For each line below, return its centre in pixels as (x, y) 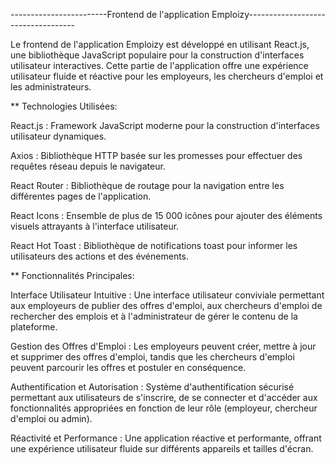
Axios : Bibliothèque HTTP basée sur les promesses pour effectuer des (156, 155)
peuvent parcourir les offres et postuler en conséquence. (128, 367)
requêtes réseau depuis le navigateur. (88, 166)
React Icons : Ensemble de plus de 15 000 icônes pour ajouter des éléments (166, 215)
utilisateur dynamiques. (58, 136)
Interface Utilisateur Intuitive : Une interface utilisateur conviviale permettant (167, 295)
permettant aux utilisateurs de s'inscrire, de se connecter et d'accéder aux (164, 397)
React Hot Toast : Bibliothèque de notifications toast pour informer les (154, 245)
